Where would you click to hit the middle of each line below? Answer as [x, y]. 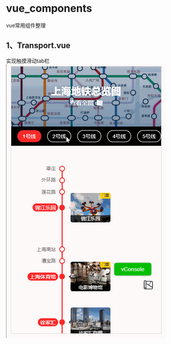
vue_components [49, 8]
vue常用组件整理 [26, 25]
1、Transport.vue [39, 46]
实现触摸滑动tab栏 [28, 61]
